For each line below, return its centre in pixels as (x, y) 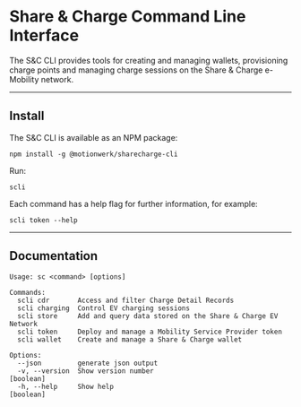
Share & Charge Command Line (128, 17)
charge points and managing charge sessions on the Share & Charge (136, 70)
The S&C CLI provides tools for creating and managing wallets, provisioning (149, 60)
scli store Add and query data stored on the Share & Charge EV (148, 316)
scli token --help (43, 220)
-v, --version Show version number (86, 371)
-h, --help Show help (66, 386)
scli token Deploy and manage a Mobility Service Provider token (150, 332)
